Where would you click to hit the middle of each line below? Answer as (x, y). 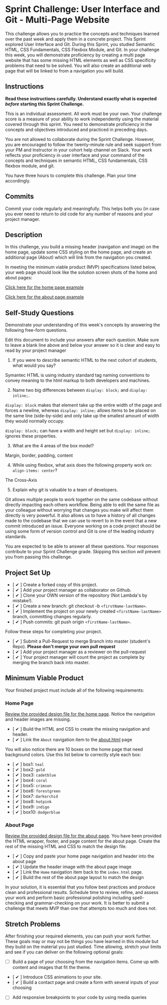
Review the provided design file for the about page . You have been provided (83, 836)
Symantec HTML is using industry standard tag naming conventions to (78, 375)
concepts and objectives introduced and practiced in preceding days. (77, 129)
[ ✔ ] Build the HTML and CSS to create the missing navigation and (81, 729)
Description (24, 235)
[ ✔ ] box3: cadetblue (34, 775)
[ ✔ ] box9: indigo (31, 807)
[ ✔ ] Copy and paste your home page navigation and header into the (83, 856)
